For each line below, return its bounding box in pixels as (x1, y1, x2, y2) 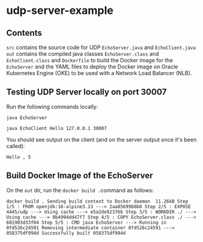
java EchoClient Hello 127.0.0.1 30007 (6, 125, 107, 131)
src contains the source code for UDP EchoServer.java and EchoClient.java (6, 44, 196, 51)
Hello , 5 (6, 154, 32, 160)
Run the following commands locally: (6, 103, 98, 110)
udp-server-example (6, 4, 114, 18)
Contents (6, 28, 42, 38)
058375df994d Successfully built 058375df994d (6, 230, 126, 236)
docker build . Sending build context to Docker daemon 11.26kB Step (6, 198, 188, 204)
